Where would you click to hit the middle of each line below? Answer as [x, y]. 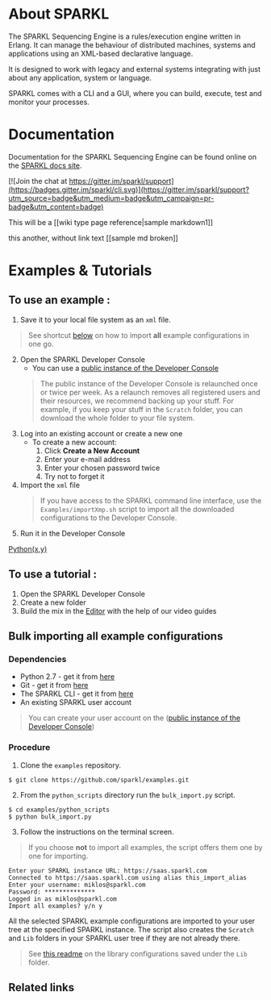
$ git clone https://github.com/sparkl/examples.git [99, 780]
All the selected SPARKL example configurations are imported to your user [132, 921]
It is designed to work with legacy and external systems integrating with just [134, 69]
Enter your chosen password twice [102, 468]
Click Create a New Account [92, 450]
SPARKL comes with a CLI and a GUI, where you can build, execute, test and [135, 93]
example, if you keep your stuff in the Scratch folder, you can [142, 409]
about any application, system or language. [80, 77]
